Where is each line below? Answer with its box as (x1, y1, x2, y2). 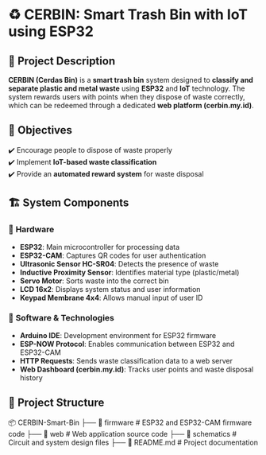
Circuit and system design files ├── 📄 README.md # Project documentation (8, 437, 258, 447)
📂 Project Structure (8, 396, 105, 410)
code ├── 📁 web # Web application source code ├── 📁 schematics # (8, 429, 237, 438)
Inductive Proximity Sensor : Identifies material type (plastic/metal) (19, 267, 240, 277)
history (19, 372, 44, 383)
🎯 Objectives (8, 123, 73, 137)
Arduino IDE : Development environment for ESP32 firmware (19, 330, 217, 340)
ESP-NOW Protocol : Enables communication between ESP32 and (19, 339, 235, 348)
